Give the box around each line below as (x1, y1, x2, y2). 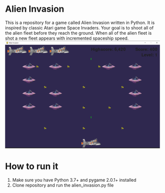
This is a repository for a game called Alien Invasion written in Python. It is (5, 20, 155, 25)
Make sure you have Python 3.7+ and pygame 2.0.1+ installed (12, 177, 137, 183)
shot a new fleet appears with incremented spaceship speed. (5, 35, 129, 41)
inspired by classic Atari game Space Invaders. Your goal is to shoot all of (5, 24, 154, 30)
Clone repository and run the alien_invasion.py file (12, 182, 114, 188)
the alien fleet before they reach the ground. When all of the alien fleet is (5, 30, 152, 36)
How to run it (5, 161, 58, 172)
